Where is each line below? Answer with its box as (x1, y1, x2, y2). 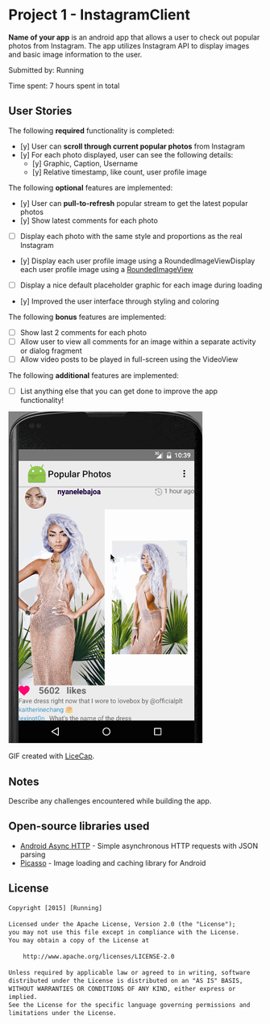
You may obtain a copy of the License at (8, 936, 150, 944)
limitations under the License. (8, 1009, 117, 1017)
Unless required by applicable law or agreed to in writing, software (8, 968, 251, 976)
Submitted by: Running (8, 65, 85, 74)
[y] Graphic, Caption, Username (31, 158, 139, 168)
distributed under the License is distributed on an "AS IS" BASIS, (8, 976, 243, 984)
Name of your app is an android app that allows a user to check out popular (8, 32, 260, 42)
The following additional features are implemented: (8, 371, 179, 380)
